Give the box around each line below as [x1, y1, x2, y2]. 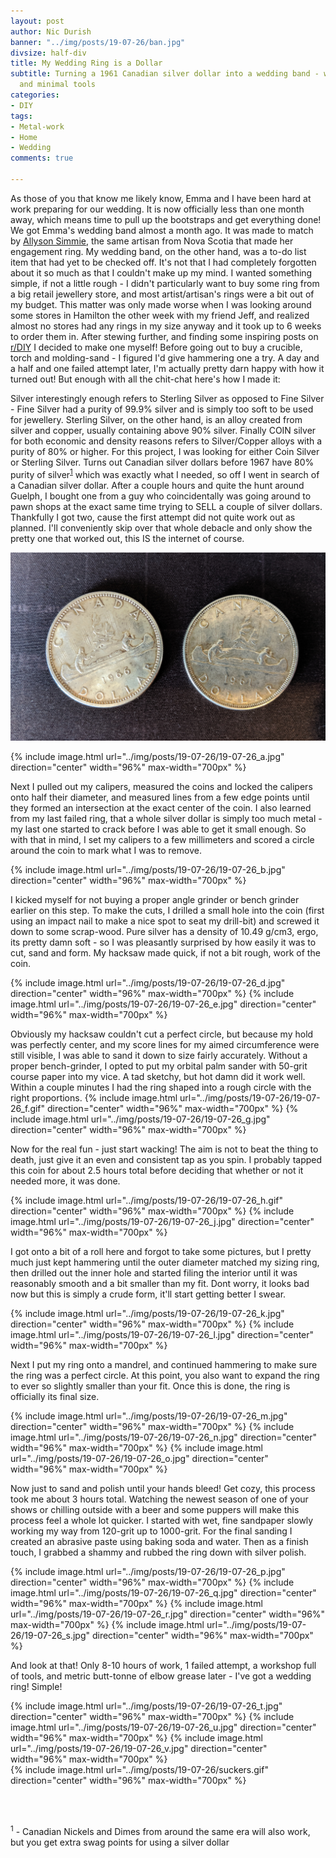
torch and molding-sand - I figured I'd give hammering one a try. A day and [10, 351, 320, 364]
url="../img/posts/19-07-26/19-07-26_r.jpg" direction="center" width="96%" [10, 1608, 326, 1620]
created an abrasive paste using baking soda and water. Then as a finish [10, 1536, 309, 1548]
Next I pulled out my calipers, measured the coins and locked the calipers [10, 781, 313, 793]
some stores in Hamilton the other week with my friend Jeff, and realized [10, 309, 310, 321]
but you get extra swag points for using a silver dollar [10, 1836, 230, 1848]
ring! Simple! [10, 1681, 63, 1693]
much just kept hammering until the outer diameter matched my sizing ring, [10, 1256, 320, 1269]
